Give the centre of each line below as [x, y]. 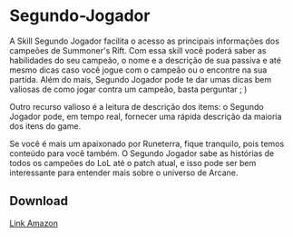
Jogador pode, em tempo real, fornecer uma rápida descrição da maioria [146, 116]
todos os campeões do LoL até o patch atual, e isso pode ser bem [133, 163]
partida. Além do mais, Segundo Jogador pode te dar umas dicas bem [141, 79]
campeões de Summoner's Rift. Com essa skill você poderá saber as [138, 50]
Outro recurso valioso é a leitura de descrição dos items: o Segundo [137, 106]
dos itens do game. [45, 126]
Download [39, 201]
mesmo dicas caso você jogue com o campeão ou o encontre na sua [138, 70]
